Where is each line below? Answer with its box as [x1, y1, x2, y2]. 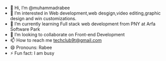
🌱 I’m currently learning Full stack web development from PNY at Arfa [10, 21, 156, 27]
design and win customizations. [10, 16, 77, 21]
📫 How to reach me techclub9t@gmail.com [10, 37, 102, 43]
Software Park [10, 26, 41, 32]
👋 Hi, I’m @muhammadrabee [10, 5, 70, 11]
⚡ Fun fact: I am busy [10, 50, 55, 56]
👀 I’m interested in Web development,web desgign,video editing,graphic [10, 10, 161, 16]
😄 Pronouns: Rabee [10, 44, 52, 50]
